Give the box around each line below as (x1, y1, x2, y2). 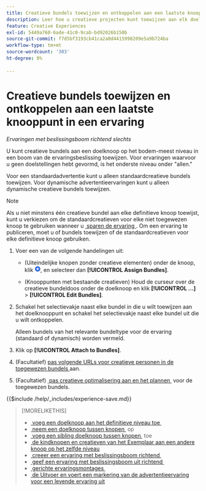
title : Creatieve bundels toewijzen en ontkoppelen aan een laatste (6, 10, 185, 16)
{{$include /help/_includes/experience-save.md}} (6, 395, 132, 402)
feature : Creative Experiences (6, 23, 86, 29)
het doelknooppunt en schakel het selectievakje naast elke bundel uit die (15, 309, 199, 317)
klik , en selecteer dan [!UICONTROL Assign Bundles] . (24, 266, 169, 273)
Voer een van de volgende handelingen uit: (15, 247, 124, 254)
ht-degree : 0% (6, 55, 43, 61)
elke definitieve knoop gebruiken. (6, 235, 91, 242)
